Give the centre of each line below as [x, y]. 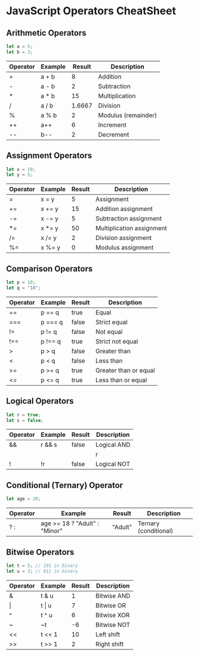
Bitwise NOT [113, 625]
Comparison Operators [49, 269]
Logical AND [113, 445]
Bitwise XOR [113, 615]
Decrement [113, 134]
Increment [112, 125]
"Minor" [52, 531]
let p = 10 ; [21, 283]
